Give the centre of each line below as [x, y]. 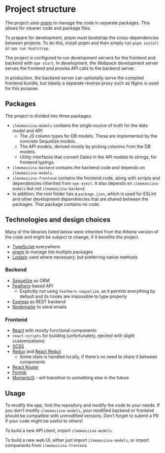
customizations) [29, 341]
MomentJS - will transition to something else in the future [70, 378]
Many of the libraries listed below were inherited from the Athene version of [82, 231]
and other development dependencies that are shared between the [80, 199]
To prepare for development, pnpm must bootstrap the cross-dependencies [82, 38]
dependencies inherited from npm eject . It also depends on [72, 183]
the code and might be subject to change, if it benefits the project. [72, 237]
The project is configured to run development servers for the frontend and [81, 57]
